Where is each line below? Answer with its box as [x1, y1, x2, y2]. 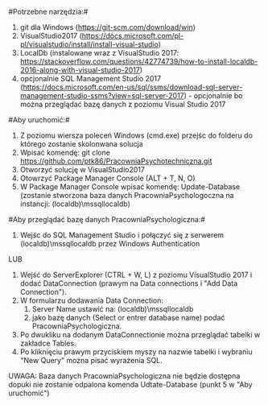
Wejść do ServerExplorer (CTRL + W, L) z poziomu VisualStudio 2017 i [19, 270, 253, 279]
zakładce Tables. [19, 338, 76, 348]
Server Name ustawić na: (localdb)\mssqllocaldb [31, 304, 194, 313]
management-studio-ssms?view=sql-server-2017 [19, 91, 185, 100]
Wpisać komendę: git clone [19, 148, 111, 157]
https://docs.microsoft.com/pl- [81, 31, 184, 40]
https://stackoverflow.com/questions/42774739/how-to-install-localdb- [19, 56, 258, 66]
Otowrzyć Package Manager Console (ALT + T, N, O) [19, 173, 196, 183]
